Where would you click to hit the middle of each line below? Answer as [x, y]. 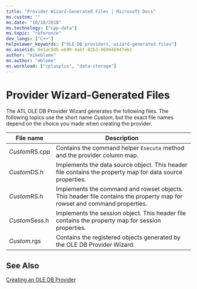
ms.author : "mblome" [31, 60]
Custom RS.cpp [30, 152]
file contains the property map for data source [119, 172]
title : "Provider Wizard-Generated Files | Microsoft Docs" [81, 11]
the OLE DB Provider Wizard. [95, 245]
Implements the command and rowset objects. [119, 189]
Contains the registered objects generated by [118, 237]
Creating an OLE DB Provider [41, 280]
